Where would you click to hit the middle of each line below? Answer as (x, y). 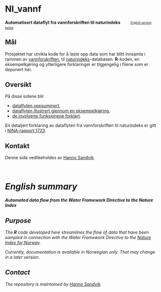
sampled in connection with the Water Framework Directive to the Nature (78, 237)
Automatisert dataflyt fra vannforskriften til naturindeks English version (78, 22)
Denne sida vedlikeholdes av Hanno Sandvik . (50, 158)
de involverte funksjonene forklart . (47, 116)
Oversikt (18, 84)
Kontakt (17, 146)
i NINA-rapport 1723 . (26, 131)
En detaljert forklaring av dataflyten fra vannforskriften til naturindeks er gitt (80, 125)
